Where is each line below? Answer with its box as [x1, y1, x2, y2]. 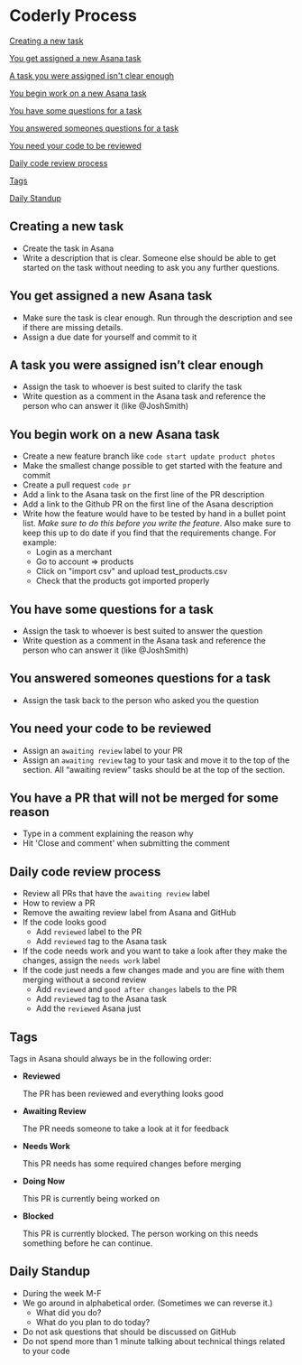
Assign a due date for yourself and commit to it [22, 331, 197, 342]
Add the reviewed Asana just [35, 1003, 142, 1014]
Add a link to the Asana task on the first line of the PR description [22, 489, 265, 500]
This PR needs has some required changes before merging [22, 1158, 242, 1169]
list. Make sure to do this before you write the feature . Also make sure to [22, 518, 291, 529]
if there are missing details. [22, 321, 124, 332]
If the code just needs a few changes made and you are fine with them [22, 965, 285, 976]
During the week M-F [22, 1287, 102, 1298]
